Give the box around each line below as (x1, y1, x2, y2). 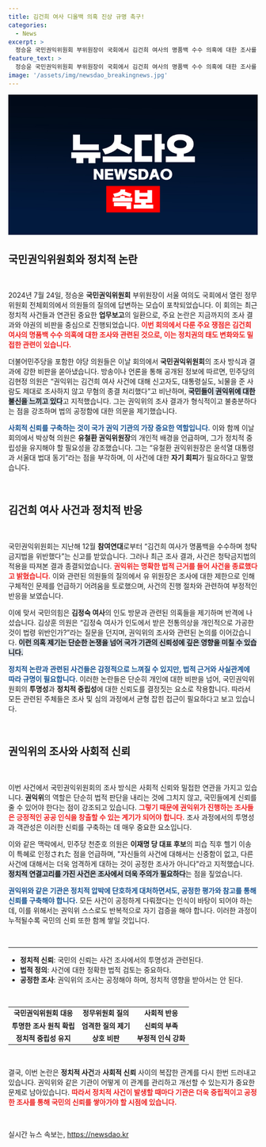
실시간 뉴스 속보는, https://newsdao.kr (8, 1130, 129, 1139)
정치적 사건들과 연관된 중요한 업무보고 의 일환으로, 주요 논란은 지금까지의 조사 (8, 310, 245, 320)
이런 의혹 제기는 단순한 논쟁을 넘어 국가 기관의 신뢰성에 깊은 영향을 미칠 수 (18, 637, 243, 647)
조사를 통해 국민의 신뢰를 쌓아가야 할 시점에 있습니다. (16, 1098, 177, 1107)
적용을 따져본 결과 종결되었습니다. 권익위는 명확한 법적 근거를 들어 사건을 (8, 561, 231, 571)
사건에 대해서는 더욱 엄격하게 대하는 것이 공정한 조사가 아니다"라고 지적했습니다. (8, 858, 255, 868)
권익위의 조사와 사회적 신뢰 (8, 745, 131, 759)
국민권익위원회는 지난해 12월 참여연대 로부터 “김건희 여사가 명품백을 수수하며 (8, 541, 243, 551)
